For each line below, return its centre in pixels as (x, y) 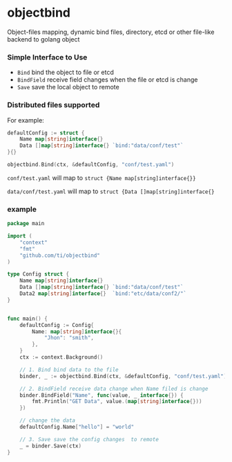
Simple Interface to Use (47, 57)
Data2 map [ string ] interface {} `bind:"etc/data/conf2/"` (103, 294)
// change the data (48, 420)
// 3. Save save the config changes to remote (89, 439)
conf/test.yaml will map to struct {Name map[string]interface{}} (101, 177)
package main (26, 224)
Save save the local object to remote (68, 87)
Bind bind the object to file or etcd (65, 72)
